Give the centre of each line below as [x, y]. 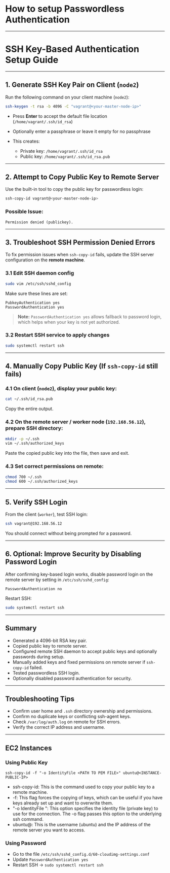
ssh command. [28, 819]
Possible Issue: [24, 212]
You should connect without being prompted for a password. [69, 533]
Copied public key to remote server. [50, 646]
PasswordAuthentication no [34, 589]
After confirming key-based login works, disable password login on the [79, 574]
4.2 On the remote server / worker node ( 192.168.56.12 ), [75, 422]
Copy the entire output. [29, 409]
